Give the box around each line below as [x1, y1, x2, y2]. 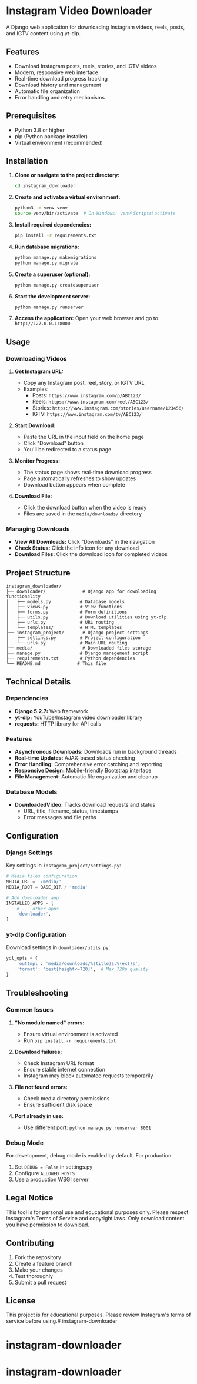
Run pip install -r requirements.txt [23, 1037, 116, 1044]
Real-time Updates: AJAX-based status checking [14, 754, 135, 761]
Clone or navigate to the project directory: [14, 172, 120, 179]
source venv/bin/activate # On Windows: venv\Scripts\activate [14, 211, 176, 217]
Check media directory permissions [23, 1094, 110, 1102]
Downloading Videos [6, 354, 67, 362]
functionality [6, 594, 41, 600]
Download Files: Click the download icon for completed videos [14, 551, 168, 558]
